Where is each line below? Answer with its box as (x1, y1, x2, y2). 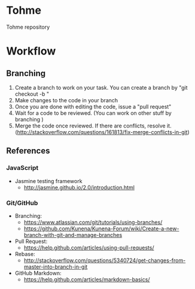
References (6, 146, 50, 156)
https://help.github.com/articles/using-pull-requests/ (23, 244, 154, 251)
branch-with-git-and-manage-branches (23, 231, 123, 238)
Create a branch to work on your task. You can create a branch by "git (14, 84, 188, 91)
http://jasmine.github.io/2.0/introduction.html (23, 184, 135, 191)
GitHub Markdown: (14, 269, 62, 276)
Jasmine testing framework (14, 177, 83, 184)
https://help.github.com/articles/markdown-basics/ (23, 276, 150, 283)
